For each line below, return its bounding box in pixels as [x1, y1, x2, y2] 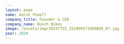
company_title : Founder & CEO [5, 17, 70, 22]
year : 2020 [5, 31, 28, 36]
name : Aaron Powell [5, 12, 47, 17]
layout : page [5, 7, 33, 13]
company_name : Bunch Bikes [5, 21, 63, 27]
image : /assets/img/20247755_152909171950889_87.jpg [5, 26, 119, 31]
